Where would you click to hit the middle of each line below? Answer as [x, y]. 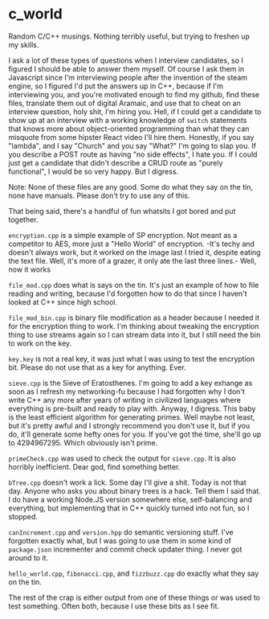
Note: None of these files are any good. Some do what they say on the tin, [130, 187]
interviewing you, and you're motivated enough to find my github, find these [134, 94]
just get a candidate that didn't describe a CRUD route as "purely [116, 162]
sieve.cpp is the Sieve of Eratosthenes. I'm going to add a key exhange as [130, 383]
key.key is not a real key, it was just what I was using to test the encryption [132, 359]
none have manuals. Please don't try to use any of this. [99, 195]
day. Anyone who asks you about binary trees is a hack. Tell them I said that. [134, 490]
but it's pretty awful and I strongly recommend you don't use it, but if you [129, 425]
